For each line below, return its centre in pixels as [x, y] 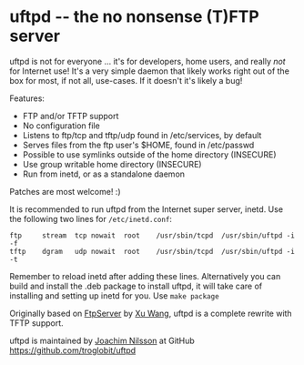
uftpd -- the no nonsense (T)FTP [134, 17]
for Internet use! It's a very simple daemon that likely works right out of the [149, 71]
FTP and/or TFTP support [71, 116]
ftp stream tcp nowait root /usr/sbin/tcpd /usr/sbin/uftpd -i [152, 235]
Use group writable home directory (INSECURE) [112, 164]
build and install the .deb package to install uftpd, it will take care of [136, 286]
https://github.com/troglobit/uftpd [73, 350]
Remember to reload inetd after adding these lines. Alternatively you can [145, 276]
